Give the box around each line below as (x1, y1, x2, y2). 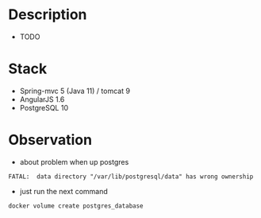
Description (8, 6, 87, 24)
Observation (8, 131, 93, 149)
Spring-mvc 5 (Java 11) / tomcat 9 (19, 86, 131, 95)
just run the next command (19, 186, 109, 196)
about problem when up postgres (19, 157, 129, 166)
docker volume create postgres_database (8, 201, 144, 210)
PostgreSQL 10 (19, 103, 69, 112)
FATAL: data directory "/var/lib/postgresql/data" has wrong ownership (8, 173, 254, 181)
